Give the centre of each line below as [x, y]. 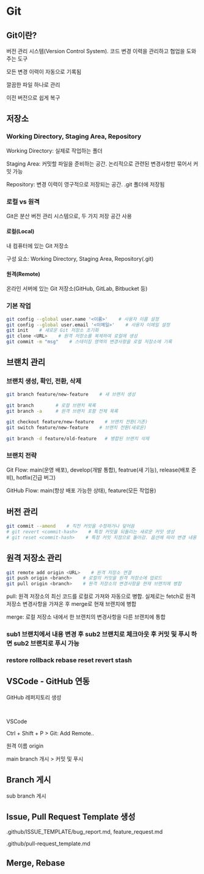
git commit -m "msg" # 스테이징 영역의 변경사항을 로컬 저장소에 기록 [89, 342]
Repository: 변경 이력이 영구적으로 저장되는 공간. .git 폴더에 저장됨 [86, 184]
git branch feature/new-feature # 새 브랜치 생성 [71, 394]
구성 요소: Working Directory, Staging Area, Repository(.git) [80, 259]
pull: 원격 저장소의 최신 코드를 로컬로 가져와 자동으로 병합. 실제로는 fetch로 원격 [101, 596]
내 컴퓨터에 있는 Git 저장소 [38, 246]
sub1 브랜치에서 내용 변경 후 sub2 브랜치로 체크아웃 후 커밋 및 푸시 [98, 635]
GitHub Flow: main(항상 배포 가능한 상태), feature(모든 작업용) [82, 490]
